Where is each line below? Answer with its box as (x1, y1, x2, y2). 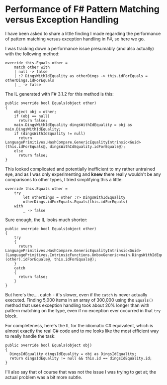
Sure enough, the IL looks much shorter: (5, 217, 88, 223)
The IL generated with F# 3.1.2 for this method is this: (5, 91, 114, 97)
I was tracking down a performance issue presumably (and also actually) (5, 45, 154, 51)
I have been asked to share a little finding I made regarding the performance (5, 30, 161, 36)
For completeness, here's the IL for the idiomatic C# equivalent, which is (5, 322, 154, 328)
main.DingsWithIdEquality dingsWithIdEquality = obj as (14, 122, 133, 128)
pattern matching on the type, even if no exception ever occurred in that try (5, 307, 161, 313)
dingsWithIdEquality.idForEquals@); (49, 144, 126, 149)
